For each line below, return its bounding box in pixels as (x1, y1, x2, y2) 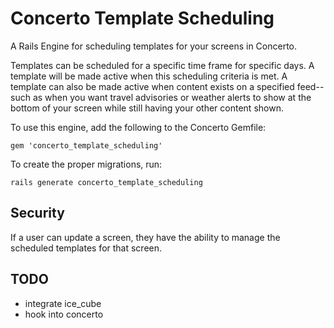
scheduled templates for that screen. (10, 242, 163, 254)
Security (10, 205, 65, 222)
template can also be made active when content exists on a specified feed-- (10, 80, 325, 92)
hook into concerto (24, 308, 104, 320)
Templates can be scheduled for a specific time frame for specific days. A (10, 59, 315, 71)
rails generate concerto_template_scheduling (10, 177, 203, 187)
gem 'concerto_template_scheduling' (10, 140, 163, 151)
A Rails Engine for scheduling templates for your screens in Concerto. (10, 40, 298, 52)
